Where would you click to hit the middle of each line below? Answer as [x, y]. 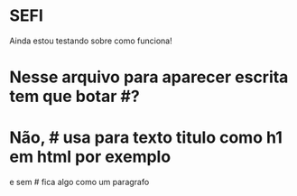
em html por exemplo [90, 157]
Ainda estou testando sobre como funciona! [91, 41]
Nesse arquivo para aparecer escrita [149, 77]
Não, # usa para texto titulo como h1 [146, 138]
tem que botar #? [74, 97]
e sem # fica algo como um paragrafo [79, 182]
